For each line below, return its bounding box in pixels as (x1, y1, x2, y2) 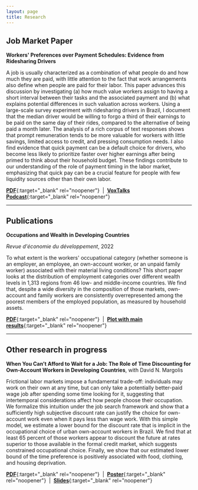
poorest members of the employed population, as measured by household (6, 298, 186, 305)
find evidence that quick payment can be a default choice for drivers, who (6, 144, 186, 151)
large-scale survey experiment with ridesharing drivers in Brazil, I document (6, 107, 190, 114)
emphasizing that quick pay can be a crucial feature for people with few (6, 169, 181, 177)
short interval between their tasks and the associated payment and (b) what (6, 94, 190, 101)
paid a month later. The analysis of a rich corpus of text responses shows (6, 125, 184, 133)
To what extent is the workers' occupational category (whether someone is (6, 254, 189, 261)
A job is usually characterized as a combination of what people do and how (6, 69, 189, 77)
